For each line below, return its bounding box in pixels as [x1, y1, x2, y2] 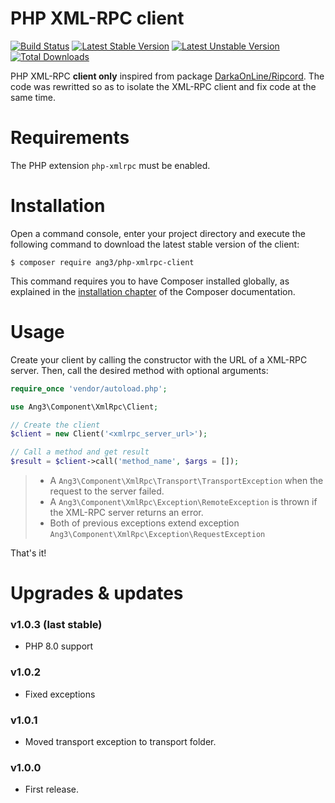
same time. [10, 91, 57, 103]
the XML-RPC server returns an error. [49, 507, 204, 518]
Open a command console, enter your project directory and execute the [10, 227, 306, 239]
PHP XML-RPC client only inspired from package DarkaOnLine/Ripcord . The [10, 70, 325, 82]
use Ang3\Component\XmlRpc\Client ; [10, 402, 159, 412]
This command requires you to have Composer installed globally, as [10, 275, 290, 287]
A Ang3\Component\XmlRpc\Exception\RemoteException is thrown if [49, 496, 318, 507]
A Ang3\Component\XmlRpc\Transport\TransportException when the [49, 475, 324, 486]
